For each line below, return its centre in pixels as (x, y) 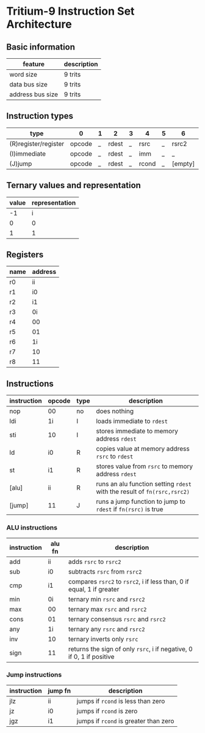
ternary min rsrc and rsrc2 (106, 599)
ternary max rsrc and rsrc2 (107, 609)
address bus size (34, 94)
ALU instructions (32, 528)
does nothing (115, 411)
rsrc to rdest (115, 457)
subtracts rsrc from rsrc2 (105, 571)
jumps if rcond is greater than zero (125, 721)
